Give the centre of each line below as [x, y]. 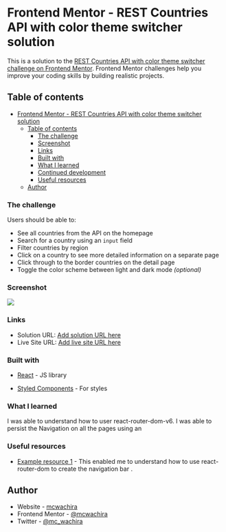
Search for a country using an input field [75, 241]
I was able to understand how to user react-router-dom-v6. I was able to [110, 421]
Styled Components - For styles [62, 388]
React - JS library [42, 375]
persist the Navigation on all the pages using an [75, 429]
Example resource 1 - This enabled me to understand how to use [109, 461]
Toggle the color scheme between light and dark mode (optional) [109, 270]
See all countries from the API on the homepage [85, 233]
